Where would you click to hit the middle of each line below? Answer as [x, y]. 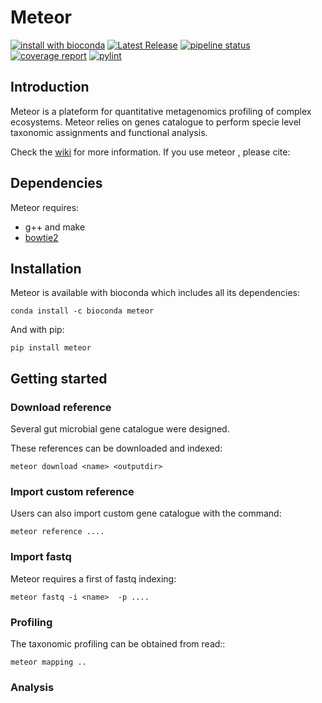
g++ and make [55, 227]
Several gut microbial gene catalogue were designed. [120, 429]
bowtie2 [41, 237]
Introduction [50, 87]
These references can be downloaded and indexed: [116, 448]
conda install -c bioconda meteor [82, 311]
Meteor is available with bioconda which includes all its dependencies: [155, 293]
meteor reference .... [57, 532]
